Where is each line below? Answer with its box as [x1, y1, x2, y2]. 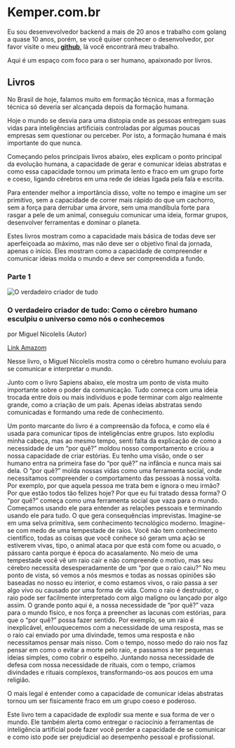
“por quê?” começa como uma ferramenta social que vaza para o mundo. [7, 496, 220, 505]
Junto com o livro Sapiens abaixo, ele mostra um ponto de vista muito [7, 378, 209, 387]
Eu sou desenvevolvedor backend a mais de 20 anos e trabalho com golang [7, 27, 227, 36]
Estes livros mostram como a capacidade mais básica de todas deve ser [7, 231, 216, 240]
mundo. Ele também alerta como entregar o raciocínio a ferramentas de [7, 718, 214, 726]
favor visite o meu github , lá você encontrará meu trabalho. [7, 42, 180, 51]
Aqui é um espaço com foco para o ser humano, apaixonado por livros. [7, 56, 213, 64]
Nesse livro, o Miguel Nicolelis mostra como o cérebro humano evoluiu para [7, 357, 227, 366]
